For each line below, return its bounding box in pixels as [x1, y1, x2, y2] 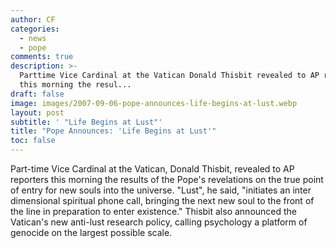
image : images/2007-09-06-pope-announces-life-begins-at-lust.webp [10, 98, 298, 108]
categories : [10, 24, 60, 34]
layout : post [10, 107, 65, 118]
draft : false [10, 89, 65, 99]
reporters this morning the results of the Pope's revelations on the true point [10, 174, 324, 185]
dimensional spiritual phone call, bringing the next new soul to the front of [10, 195, 315, 206]
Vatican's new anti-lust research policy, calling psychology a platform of [10, 216, 308, 228]
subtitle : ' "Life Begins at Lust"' [10, 117, 163, 127]
